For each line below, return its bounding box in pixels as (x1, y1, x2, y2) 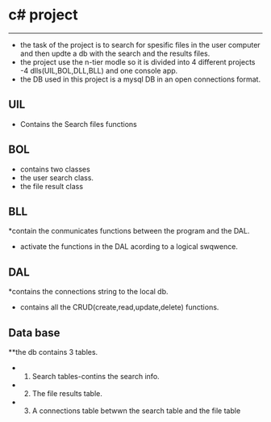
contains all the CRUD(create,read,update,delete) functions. (19, 302, 219, 312)
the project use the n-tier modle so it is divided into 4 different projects (19, 57, 256, 66)
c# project (8, 6, 78, 24)
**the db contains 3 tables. (8, 348, 98, 357)
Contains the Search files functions (19, 119, 137, 129)
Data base (8, 326, 60, 340)
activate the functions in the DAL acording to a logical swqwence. (19, 242, 238, 251)
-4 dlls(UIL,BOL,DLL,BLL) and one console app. (19, 65, 178, 75)
